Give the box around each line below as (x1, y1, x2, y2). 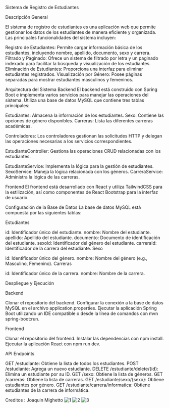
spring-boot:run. (5, 316, 39, 322)
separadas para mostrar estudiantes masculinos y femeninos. (5, 77, 134, 82)
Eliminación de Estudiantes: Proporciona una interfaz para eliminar (5, 66, 143, 72)
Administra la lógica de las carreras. (5, 174, 80, 180)
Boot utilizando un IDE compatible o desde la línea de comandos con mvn (5, 310, 158, 316)
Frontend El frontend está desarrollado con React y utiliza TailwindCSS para (5, 184, 163, 190)
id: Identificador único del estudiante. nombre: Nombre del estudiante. (5, 230, 151, 235)
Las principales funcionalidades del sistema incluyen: (5, 35, 116, 40)
